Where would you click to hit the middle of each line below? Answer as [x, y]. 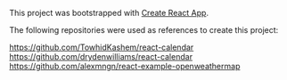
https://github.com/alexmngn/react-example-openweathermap [125, 66]
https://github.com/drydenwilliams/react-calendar [101, 56]
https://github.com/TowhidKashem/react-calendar [102, 47]
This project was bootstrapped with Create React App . [109, 13]
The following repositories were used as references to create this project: [144, 30]
